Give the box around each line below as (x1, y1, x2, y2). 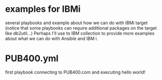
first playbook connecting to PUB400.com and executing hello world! (5, 69, 146, 75)
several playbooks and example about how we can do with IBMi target (5, 20, 148, 26)
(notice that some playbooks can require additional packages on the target (5, 25, 157, 31)
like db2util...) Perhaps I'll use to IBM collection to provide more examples (5, 30, 155, 36)
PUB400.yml (5, 53, 59, 64)
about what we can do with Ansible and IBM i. (5, 36, 98, 41)
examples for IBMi (5, 3, 81, 15)
